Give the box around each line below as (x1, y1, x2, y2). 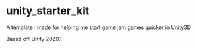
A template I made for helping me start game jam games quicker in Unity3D (6, 24, 192, 31)
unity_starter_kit (6, 4, 90, 18)
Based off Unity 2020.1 (6, 35, 62, 42)
